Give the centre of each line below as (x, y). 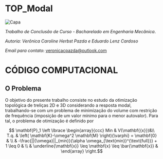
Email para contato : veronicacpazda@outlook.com (56, 50)
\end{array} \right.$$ (82, 151)
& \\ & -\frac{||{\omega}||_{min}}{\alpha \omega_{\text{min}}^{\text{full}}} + (82, 140)
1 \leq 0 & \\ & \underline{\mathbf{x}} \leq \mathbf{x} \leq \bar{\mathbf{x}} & (82, 146)
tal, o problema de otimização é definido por (49, 121)
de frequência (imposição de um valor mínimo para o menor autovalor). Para (81, 115)
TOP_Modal (29, 9)
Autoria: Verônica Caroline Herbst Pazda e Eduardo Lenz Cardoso (72, 41)
